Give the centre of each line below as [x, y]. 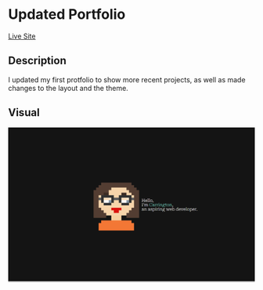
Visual [24, 112]
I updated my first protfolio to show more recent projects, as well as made [127, 79]
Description [37, 61]
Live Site [22, 36]
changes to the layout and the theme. [68, 88]
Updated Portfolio [67, 14]
